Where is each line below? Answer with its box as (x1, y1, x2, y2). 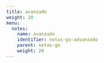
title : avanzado (6, 8, 47, 15)
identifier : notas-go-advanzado (17, 37, 98, 43)
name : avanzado (17, 31, 55, 37)
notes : (11, 25, 28, 32)
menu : (6, 20, 20, 26)
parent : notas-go (17, 43, 61, 49)
